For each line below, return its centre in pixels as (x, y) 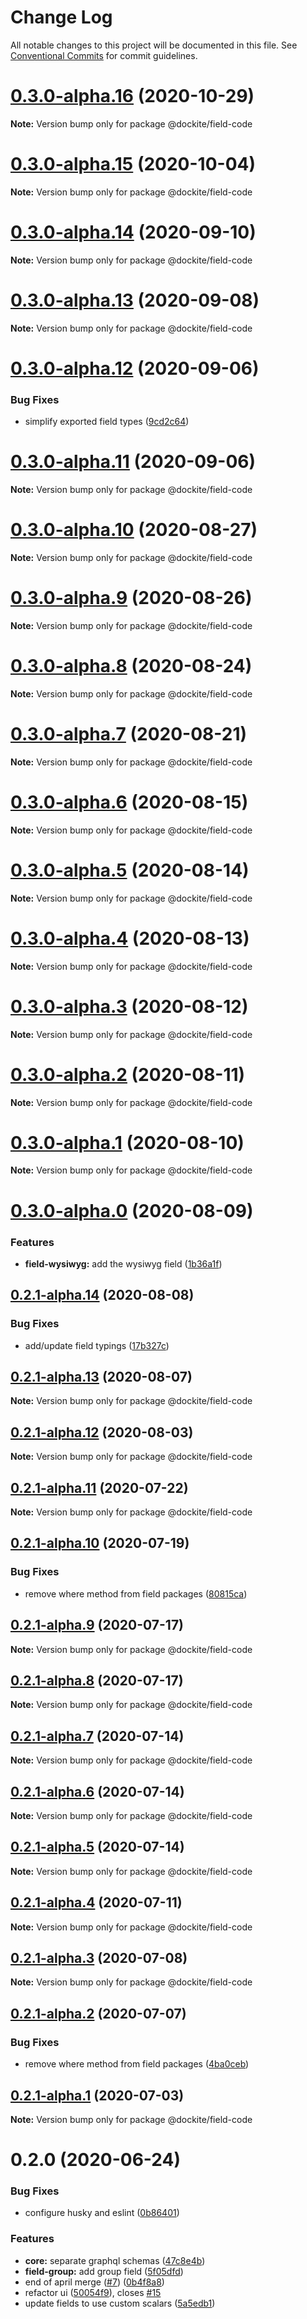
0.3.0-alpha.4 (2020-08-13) (130, 938)
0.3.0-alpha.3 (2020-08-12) (129, 1006)
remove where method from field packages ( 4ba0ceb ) (137, 2064)
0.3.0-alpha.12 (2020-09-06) (135, 368)
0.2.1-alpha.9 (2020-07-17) (97, 1625)
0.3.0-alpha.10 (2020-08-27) (134, 530)
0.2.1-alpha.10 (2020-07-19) (100, 1543)
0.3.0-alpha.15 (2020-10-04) (133, 164)
